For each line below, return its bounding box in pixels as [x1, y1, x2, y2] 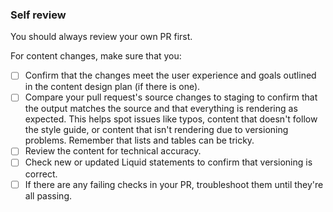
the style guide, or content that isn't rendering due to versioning [24, 124, 289, 136]
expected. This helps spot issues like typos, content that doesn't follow [24, 113, 318, 125]
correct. [24, 168, 58, 180]
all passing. [24, 189, 73, 202]
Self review [10, 8, 67, 22]
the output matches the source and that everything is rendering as [24, 103, 298, 115]
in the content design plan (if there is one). [24, 81, 201, 93]
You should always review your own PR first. [10, 31, 193, 43]
